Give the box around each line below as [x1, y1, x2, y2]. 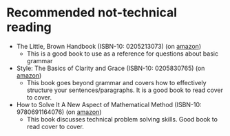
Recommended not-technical [6, 5, 177, 21]
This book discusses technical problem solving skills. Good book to [26, 115, 218, 123]
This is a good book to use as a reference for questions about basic [26, 49, 218, 58]
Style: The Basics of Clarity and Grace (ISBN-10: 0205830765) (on [16, 64, 205, 72]
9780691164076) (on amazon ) [16, 108, 102, 116]
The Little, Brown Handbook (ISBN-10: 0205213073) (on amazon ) [16, 42, 201, 50]
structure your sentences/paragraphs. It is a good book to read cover [26, 86, 224, 94]
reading [6, 19, 52, 35]
